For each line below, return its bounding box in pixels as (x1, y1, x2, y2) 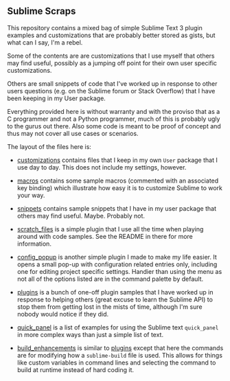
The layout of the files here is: (7, 142, 91, 150)
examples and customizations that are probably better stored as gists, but (7, 31, 216, 39)
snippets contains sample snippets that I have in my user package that (16, 204, 216, 212)
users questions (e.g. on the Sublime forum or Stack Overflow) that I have (7, 86, 216, 95)
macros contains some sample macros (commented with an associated (16, 176, 219, 185)
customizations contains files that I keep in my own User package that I (16, 156, 218, 164)
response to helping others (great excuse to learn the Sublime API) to (16, 295, 213, 303)
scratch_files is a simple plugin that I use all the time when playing (16, 224, 204, 233)
